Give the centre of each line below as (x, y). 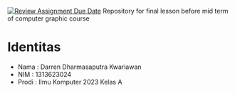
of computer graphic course (49, 18)
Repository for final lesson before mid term (166, 11)
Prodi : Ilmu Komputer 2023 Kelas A (70, 82)
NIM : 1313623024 (45, 74)
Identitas (34, 47)
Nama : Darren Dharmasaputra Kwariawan (79, 67)
